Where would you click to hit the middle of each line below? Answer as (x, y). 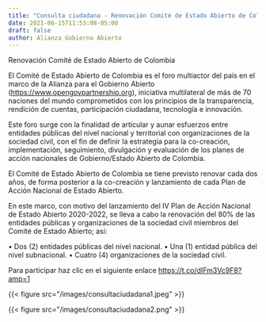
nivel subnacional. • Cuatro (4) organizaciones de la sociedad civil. (118, 255)
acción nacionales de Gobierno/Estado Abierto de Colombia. (107, 159)
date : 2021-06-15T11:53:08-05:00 (63, 23)
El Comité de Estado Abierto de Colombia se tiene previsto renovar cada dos (133, 174)
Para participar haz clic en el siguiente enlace (82, 270)
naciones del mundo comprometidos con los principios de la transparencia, (131, 101)
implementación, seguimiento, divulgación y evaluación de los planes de (126, 150)
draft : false (30, 30)
